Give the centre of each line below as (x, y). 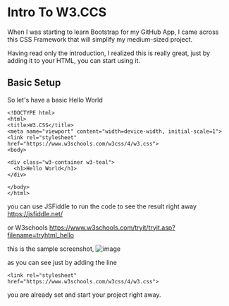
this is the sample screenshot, (51, 249)
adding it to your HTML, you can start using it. (74, 60)
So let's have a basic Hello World (55, 100)
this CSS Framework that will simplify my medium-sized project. (100, 39)
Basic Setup (34, 83)
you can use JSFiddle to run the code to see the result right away (102, 206)
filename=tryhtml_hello (41, 235)
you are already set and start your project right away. (84, 295)
